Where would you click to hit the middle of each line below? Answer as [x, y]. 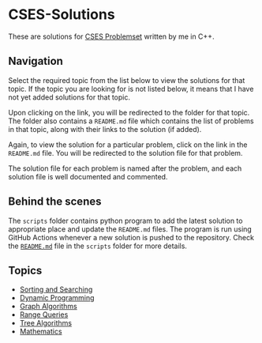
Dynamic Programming [57, 298]
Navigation [36, 61]
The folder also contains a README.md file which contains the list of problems [131, 121]
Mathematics [41, 332]
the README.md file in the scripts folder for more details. [98, 246]
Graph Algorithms [48, 307]
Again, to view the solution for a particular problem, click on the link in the [128, 145]
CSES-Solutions [62, 15]
